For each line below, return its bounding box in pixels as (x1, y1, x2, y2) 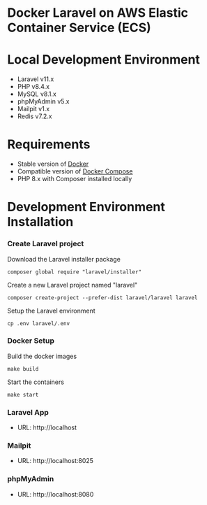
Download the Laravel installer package (7, 255, 121, 263)
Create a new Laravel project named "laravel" (7, 280, 138, 289)
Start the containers (7, 378, 65, 386)
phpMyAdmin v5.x (17, 97, 70, 106)
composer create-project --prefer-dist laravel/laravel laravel (7, 294, 198, 301)
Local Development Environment (7, 52, 201, 68)
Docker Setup (7, 336, 54, 346)
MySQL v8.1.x (17, 90, 57, 99)
